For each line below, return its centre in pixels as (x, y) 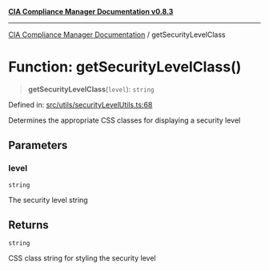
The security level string (48, 200)
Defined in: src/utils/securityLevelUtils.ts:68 (80, 104)
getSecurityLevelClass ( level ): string (91, 89)
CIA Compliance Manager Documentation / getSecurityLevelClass (117, 34)
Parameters (38, 146)
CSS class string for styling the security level (82, 258)
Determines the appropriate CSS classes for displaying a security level (124, 120)
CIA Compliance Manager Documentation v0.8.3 (91, 12)
